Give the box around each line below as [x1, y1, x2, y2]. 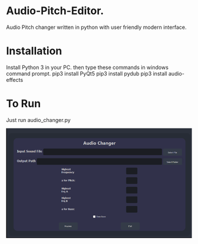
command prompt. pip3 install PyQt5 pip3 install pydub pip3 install [6, 70, 167, 77]
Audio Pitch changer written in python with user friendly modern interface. [6, 24, 187, 31]
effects [6, 76, 24, 83]
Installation [6, 44, 62, 58]
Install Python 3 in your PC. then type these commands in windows [6, 64, 169, 71]
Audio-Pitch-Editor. [6, 4, 104, 18]
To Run [6, 97, 41, 110]
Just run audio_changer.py [6, 116, 71, 123]
